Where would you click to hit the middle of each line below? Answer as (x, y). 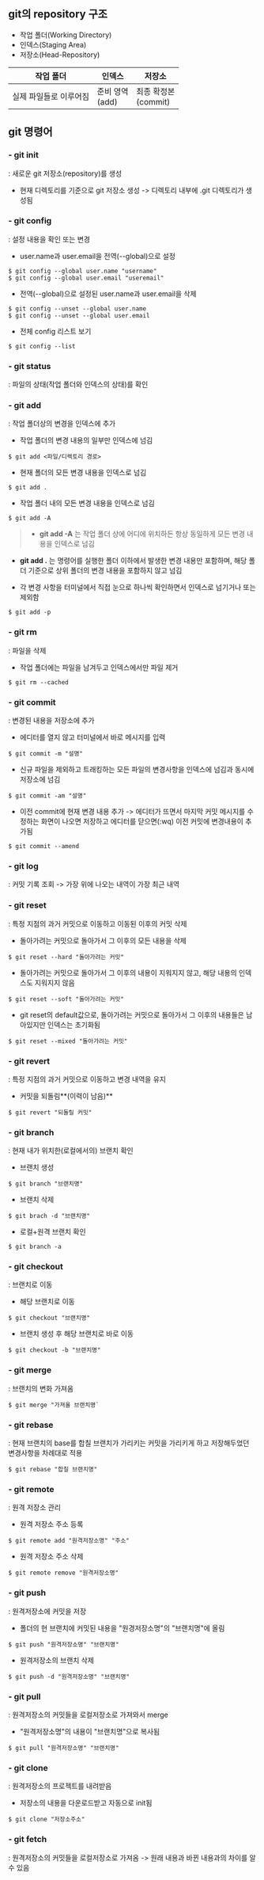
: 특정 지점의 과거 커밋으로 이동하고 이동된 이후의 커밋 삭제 (98, 923)
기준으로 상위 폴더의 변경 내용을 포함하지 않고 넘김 (105, 571)
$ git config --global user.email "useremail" (86, 278)
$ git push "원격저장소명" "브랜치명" (64, 1644)
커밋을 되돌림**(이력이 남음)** (66, 1096)
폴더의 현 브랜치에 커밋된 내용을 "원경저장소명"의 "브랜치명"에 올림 (122, 1628)
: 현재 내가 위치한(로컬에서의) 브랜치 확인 (71, 1151)
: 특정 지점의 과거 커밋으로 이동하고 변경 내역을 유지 (87, 1079)
